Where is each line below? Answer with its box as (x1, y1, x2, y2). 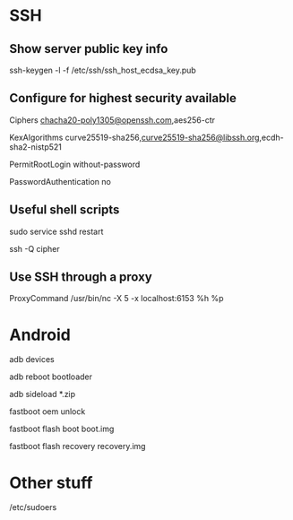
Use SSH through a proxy (9, 270, 152, 285)
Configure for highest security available (9, 91, 237, 106)
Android (9, 325, 72, 345)
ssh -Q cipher (9, 243, 60, 254)
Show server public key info (9, 41, 168, 56)
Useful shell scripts (9, 203, 120, 218)
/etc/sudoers (9, 502, 57, 513)
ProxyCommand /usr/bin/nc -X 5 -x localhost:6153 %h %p (9, 293, 224, 304)
